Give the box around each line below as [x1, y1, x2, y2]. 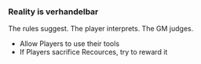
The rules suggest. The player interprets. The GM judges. [8, 24, 194, 34]
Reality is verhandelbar [8, 6, 99, 17]
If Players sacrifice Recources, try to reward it [19, 48, 168, 57]
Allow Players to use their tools [19, 39, 120, 48]
